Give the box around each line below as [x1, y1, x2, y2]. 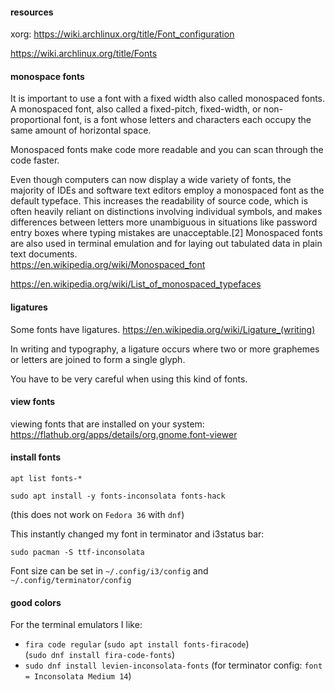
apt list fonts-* [10, 474, 83, 484]
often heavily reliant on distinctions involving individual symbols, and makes [10, 206, 323, 218]
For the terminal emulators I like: [10, 619, 143, 631]
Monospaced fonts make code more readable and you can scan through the [10, 144, 324, 156]
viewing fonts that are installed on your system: [10, 418, 205, 430]
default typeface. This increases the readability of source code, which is [10, 195, 309, 207]
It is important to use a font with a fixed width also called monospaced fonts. [10, 93, 326, 105]
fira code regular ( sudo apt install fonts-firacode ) [24, 638, 250, 650]
